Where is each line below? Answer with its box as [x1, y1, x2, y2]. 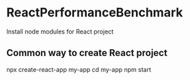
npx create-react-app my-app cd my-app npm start [6, 65, 152, 73]
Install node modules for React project [6, 27, 114, 36]
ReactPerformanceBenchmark [6, 5, 183, 21]
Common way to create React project [6, 47, 168, 59]
